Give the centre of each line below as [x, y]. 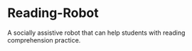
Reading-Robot [53, 13]
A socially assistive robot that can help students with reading [96, 33]
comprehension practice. [44, 40]
